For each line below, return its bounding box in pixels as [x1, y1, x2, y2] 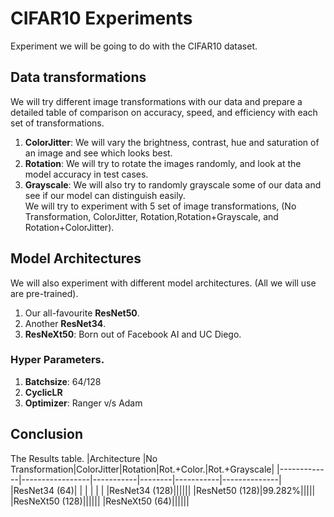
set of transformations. [10, 117, 105, 129]
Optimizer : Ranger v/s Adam [24, 397, 143, 409]
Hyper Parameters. [10, 353, 105, 367]
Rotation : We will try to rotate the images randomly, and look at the [24, 157, 302, 169]
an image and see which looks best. [24, 147, 173, 159]
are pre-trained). [10, 287, 79, 299]
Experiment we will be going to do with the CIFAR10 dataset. [10, 40, 258, 52]
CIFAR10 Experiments [10, 7, 193, 30]
